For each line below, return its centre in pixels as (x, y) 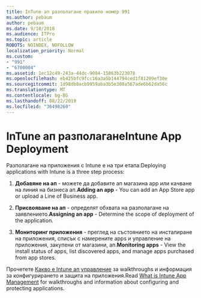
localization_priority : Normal (45, 51)
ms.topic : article (29, 40)
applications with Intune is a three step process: (65, 172)
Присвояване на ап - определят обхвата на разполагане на (92, 208)
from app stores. (35, 258)
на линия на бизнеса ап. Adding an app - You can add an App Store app (105, 190)
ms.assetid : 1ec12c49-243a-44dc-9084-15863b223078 (71, 73)
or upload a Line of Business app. (56, 196)
